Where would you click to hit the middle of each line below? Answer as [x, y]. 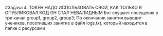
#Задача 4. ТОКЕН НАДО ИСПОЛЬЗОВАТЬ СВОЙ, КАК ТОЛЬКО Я [73, 8]
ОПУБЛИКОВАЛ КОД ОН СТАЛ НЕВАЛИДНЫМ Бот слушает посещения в [81, 13]
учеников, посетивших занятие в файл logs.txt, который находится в [76, 23]
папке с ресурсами [25, 28]
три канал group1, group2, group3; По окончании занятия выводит [73, 18]
